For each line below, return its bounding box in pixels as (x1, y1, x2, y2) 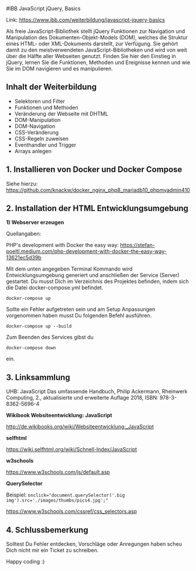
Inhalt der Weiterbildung (6, 82, 97, 92)
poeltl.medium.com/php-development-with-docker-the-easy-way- (6, 248, 167, 255)
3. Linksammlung (6, 372, 70, 382)
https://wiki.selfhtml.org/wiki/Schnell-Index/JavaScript (6, 446, 137, 453)
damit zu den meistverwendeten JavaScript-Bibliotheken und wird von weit (6, 46, 187, 53)
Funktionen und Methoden (14, 104, 78, 111)
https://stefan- (119, 242, 155, 249)
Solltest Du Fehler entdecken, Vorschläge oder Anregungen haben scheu (6, 540, 183, 548)
